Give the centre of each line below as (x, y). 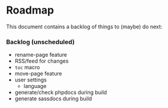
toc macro (27, 67)
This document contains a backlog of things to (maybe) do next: (84, 27)
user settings (31, 80)
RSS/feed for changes (42, 61)
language (35, 86)
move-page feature (38, 74)
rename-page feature (41, 55)
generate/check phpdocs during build (61, 93)
